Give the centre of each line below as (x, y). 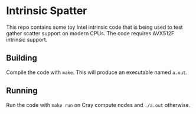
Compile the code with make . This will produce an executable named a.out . (97, 72)
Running (22, 91)
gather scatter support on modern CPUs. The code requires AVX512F (90, 33)
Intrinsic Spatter (47, 11)
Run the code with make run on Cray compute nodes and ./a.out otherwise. (98, 105)
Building (22, 58)
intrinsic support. (27, 39)
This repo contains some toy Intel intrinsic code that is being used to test (94, 27)
